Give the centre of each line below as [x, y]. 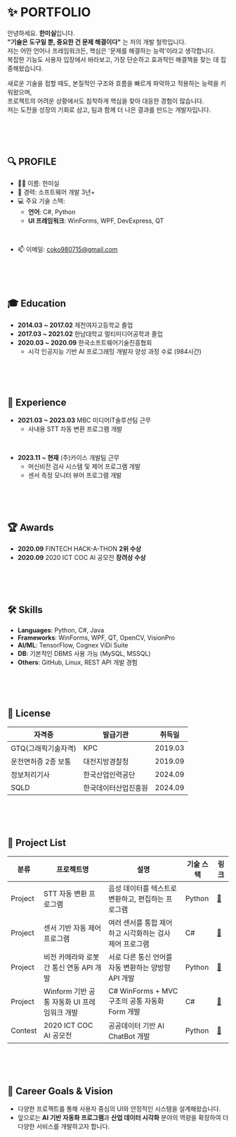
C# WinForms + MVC [143, 990]
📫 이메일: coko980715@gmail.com [67, 249]
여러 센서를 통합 [133, 922]
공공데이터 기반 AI [137, 1026]
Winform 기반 [65, 991]
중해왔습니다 [25, 68]
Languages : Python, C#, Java [61, 630]
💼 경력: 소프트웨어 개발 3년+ [56, 192]
